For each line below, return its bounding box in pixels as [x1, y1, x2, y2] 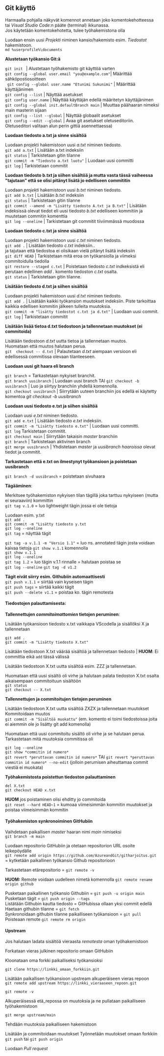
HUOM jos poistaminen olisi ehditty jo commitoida [5, 796, 106, 802]
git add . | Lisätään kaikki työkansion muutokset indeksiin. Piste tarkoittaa [5, 298, 156, 304]
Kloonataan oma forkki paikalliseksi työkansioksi [5, 957, 103, 964]
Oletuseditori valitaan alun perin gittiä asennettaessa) [5, 123, 113, 129]
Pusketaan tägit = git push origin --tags [5, 895, 90, 901]
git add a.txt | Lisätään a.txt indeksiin [5, 147, 84, 153]
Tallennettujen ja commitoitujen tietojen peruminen [5, 696, 112, 702]
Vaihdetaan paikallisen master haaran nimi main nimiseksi [5, 829, 121, 835]
